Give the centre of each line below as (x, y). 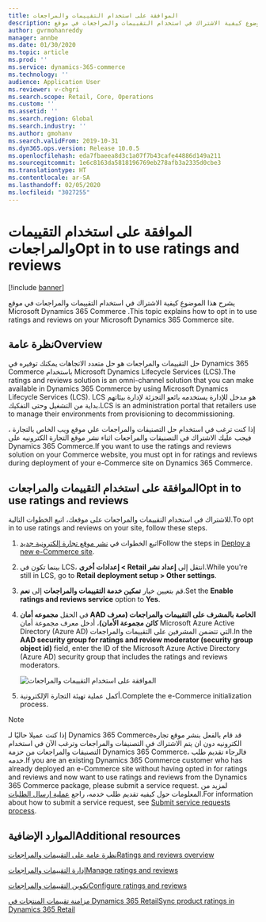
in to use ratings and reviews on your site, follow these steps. (108, 528)
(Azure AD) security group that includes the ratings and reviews (123, 657)
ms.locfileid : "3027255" (49, 192)
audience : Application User (55, 82)
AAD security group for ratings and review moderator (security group (136, 640)
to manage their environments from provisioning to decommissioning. (122, 414)
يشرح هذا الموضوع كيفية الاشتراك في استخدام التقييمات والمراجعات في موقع (122, 303)
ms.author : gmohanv (40, 133)
